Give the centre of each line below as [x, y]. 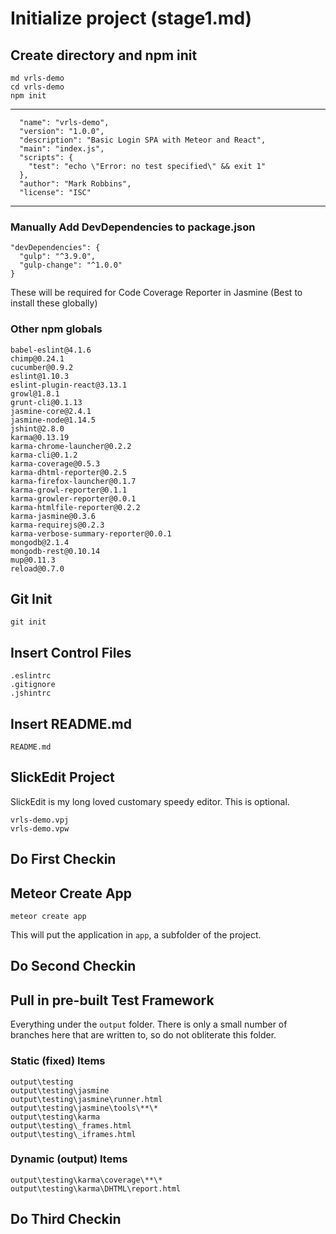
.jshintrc [31, 693]
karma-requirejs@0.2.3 [57, 525]
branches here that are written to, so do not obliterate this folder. [143, 1035]
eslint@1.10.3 [40, 376]
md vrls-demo [37, 78]
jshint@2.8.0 [37, 428]
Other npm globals [56, 329]
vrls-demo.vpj [40, 820]
